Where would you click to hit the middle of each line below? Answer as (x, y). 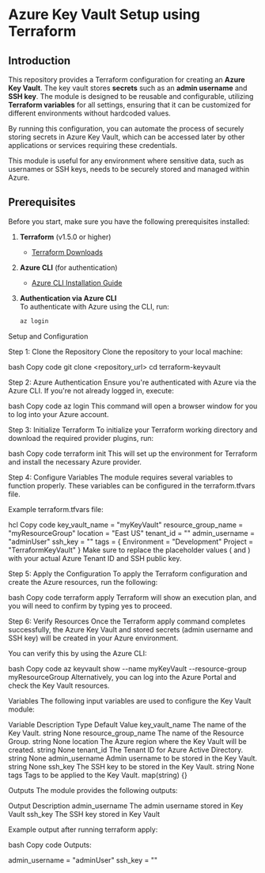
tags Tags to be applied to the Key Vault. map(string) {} (98, 775)
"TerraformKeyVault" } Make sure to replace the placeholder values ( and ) (129, 550)
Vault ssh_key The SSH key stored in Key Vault (84, 814)
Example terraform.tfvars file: (56, 509)
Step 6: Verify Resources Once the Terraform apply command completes (127, 621)
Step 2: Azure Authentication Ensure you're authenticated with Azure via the (132, 382)
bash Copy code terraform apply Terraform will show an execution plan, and (132, 597)
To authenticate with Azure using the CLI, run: (95, 306)
